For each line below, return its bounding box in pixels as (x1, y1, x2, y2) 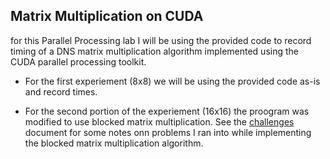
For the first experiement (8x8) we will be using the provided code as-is (24, 75, 321, 87)
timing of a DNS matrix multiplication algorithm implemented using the (10, 45, 299, 57)
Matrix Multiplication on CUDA (10, 8, 204, 25)
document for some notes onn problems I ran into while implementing (24, 126, 312, 138)
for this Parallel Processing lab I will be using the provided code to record (10, 34, 312, 46)
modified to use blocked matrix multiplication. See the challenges (24, 115, 295, 128)
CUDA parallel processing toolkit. (10, 55, 147, 68)
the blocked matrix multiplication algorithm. (24, 137, 204, 149)
